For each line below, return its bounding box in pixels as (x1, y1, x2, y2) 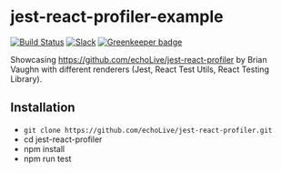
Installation (10, 100, 75, 116)
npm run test (23, 153, 72, 164)
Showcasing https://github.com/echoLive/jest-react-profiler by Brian (10, 54, 267, 65)
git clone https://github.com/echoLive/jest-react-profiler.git (23, 126, 273, 135)
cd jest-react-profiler (23, 134, 103, 145)
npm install (23, 143, 65, 154)
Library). (10, 73, 43, 84)
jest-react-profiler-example (10, 6, 224, 27)
